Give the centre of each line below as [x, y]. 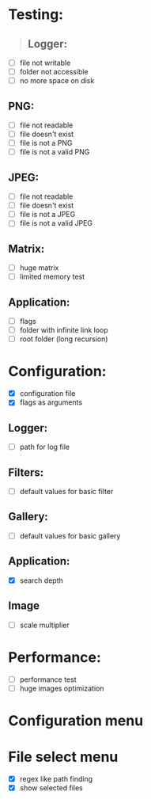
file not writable [45, 63]
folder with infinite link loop [64, 330]
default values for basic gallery [70, 535]
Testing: [36, 15]
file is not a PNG [46, 143]
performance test [48, 679]
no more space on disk [57, 81]
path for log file [44, 447]
